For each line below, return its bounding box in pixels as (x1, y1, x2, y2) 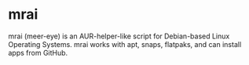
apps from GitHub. (8, 48, 68, 57)
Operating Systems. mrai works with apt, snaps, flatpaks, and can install (8, 39, 242, 49)
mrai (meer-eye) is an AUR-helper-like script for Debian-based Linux (8, 31, 230, 41)
